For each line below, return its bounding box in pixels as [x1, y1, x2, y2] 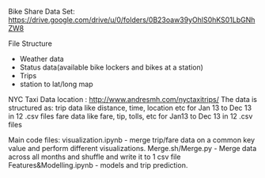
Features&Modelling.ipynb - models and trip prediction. [8, 161, 188, 169]
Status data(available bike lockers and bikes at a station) [19, 62, 204, 72]
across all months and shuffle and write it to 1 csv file [8, 152, 181, 161]
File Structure [8, 39, 53, 48]
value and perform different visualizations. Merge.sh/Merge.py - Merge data [8, 144, 257, 153]
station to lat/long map [19, 79, 93, 89]
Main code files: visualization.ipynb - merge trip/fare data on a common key [8, 135, 256, 145]
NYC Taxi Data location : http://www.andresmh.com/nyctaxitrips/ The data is [8, 95, 258, 104]
